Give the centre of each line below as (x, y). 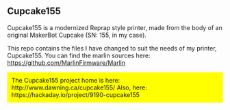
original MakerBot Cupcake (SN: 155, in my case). (77, 35)
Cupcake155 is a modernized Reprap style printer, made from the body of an (115, 27)
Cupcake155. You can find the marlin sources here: (79, 55)
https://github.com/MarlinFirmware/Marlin (66, 63)
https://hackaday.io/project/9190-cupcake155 (76, 94)
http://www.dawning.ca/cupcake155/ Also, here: (79, 87)
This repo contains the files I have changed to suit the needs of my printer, (112, 48)
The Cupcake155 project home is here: (66, 80)
